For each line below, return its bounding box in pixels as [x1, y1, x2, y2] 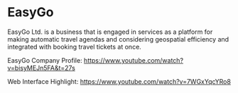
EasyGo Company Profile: [7, 56, 83, 64]
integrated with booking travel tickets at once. [7, 42, 142, 51]
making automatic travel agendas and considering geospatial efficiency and [7, 35, 229, 43]
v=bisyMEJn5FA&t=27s [7, 63, 76, 72]
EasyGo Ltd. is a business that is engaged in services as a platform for [7, 27, 213, 36]
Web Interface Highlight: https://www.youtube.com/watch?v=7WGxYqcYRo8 [7, 77, 231, 85]
